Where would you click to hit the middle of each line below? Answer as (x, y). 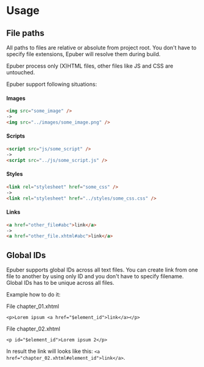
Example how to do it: (33, 295)
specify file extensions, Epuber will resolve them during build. (83, 54)
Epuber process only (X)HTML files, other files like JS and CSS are (90, 66)
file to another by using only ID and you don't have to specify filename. (95, 276)
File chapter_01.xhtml (33, 306)
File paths (25, 33)
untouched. (21, 72)
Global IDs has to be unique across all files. (60, 283)
